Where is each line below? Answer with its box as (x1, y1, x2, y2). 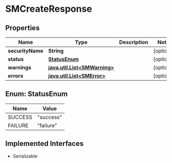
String (48, 47, 64, 54)
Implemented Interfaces (5, 139, 84, 148)
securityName (8, 47, 44, 54)
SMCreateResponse (5, 3, 92, 15)
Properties (5, 24, 40, 32)
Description (119, 39, 148, 46)
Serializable (12, 153, 38, 159)
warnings (8, 64, 32, 71)
